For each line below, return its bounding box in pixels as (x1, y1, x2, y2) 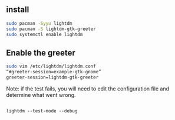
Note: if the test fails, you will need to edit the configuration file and (6, 85, 170, 92)
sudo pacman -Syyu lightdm (6, 20, 72, 26)
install (6, 5, 29, 15)
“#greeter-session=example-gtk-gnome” (6, 69, 101, 75)
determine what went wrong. (6, 91, 76, 98)
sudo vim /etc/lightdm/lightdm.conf (6, 63, 96, 70)
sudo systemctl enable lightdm (6, 31, 83, 37)
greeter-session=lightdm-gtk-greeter (6, 74, 99, 80)
